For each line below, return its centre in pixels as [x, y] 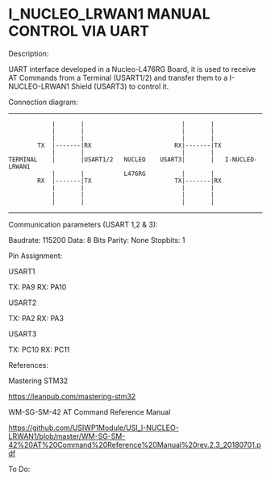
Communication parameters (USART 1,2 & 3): [83, 224]
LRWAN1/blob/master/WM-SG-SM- [67, 436]
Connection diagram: [43, 102]
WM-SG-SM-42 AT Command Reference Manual [90, 411]
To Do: [19, 469]
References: [28, 365]
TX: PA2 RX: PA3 [36, 318]
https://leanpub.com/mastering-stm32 [72, 396]
